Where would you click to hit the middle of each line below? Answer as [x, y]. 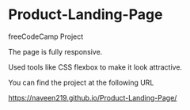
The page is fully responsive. [55, 51]
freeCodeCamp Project [46, 36]
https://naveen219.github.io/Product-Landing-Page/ [93, 97]
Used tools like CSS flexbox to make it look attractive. [95, 67]
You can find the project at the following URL [81, 82]
